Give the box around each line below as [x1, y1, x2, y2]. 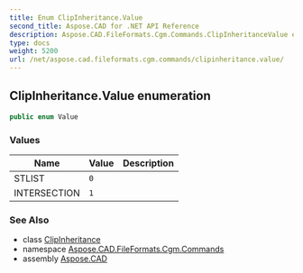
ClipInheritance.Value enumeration [9, 88, 211, 104]
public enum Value [9, 112, 78, 122]
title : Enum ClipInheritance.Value [9, 13, 143, 23]
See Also [9, 214, 50, 226]
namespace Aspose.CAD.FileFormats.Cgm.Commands [22, 244, 225, 255]
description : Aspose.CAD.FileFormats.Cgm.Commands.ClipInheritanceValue [9, 30, 289, 39]
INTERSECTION [14, 187, 81, 199]
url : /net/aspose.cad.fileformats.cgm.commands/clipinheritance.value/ [9, 55, 284, 64]
